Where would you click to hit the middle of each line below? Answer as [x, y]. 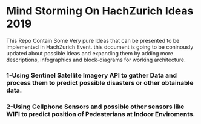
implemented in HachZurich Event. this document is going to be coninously [100, 47]
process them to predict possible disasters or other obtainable [100, 82]
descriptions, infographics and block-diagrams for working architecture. [96, 60]
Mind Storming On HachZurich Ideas [100, 11]
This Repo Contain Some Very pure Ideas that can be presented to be [93, 40]
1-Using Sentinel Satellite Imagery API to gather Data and [92, 75]
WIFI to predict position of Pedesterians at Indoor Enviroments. [101, 114]
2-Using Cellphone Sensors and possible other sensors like [95, 107]
